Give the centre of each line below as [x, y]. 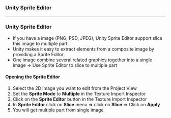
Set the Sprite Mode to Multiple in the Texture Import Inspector [79, 93]
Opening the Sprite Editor [33, 77]
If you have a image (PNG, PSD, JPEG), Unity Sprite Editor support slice [88, 38]
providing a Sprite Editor [38, 54]
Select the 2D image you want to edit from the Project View [75, 88]
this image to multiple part [40, 43]
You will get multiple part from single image [58, 110]
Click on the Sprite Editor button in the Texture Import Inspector [80, 99]
